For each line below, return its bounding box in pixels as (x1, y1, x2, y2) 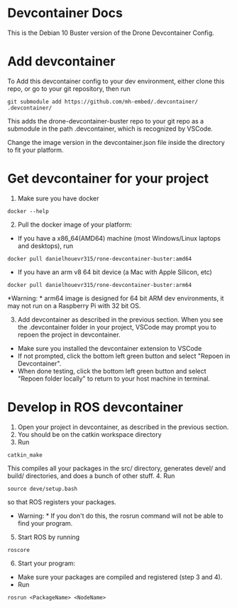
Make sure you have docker (17, 194, 99, 202)
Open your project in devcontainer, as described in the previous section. (17, 423, 229, 431)
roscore (7, 546, 31, 553)
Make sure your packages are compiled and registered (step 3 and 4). (17, 572, 223, 581)
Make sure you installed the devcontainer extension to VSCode (17, 344, 202, 352)
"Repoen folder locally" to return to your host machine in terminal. (17, 374, 211, 383)
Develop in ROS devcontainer (7, 399, 183, 415)
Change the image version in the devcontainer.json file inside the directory (7, 138, 225, 146)
